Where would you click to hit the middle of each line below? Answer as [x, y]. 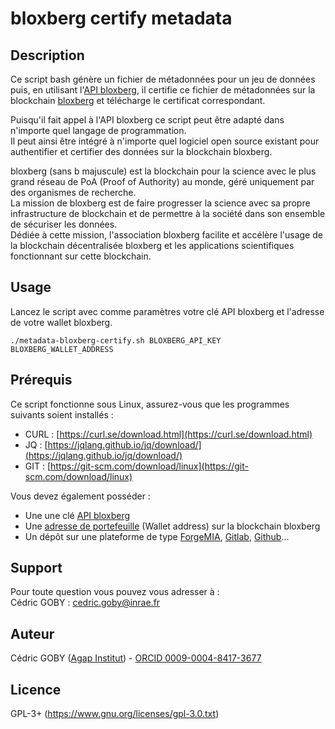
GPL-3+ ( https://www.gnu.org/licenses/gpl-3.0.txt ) [115, 714]
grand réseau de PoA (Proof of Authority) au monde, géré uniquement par [162, 181]
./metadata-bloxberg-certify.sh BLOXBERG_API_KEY [116, 340]
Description [47, 55]
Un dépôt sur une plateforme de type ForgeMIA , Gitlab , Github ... [157, 536]
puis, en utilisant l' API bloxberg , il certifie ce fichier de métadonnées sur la [163, 90]
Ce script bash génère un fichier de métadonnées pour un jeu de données [163, 79]
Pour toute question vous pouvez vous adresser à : [115, 592]
